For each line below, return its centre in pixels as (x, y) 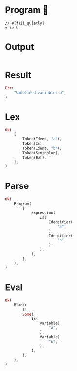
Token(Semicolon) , (41, 153)
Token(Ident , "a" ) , (42, 139)
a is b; (13, 27)
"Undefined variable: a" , (40, 93)
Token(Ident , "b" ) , (42, 148)
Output (19, 47)
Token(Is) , (34, 144)
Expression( (43, 213)
